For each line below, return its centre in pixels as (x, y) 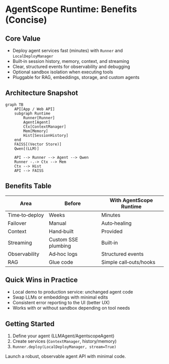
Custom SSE (63, 239)
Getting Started (30, 324)
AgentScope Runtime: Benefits (71, 9)
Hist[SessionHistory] (46, 135)
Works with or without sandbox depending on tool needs (71, 308)
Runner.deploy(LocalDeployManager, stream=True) (64, 347)
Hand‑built (61, 231)
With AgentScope (132, 200)
